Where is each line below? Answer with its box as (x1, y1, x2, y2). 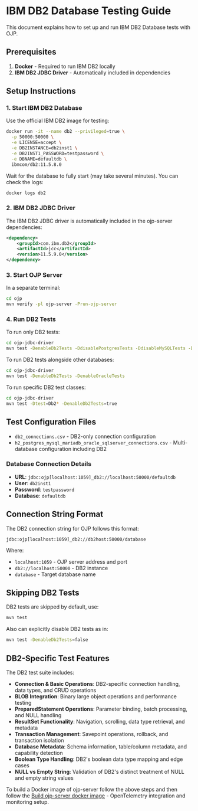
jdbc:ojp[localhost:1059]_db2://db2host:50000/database (6, 536, 146, 542)
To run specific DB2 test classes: (6, 384, 86, 391)
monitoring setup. (6, 799, 49, 805)
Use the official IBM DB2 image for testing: (6, 117, 110, 125)
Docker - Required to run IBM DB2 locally (14, 63, 116, 70)
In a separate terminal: (6, 284, 61, 292)
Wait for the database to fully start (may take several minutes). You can (6, 172, 179, 179)
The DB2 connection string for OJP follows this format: (6, 525, 140, 532)
